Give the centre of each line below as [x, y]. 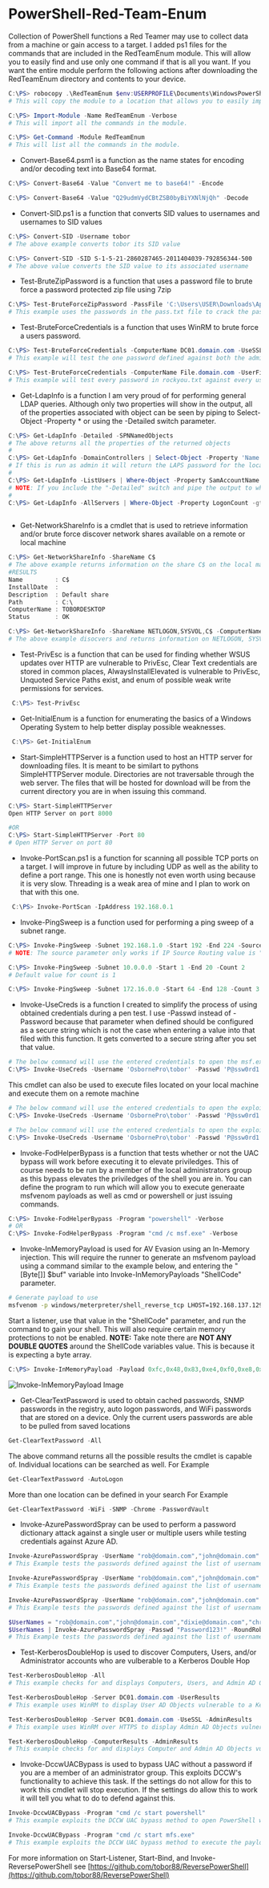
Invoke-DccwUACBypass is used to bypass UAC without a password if [136, 1764]
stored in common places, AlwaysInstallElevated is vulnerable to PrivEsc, [140, 671]
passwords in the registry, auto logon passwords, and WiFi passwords [136, 1409]
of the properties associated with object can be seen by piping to [127, 412]
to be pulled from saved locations [75, 1426]
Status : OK [39, 617]
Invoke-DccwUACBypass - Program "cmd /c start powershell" [107, 1813]
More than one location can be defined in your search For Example [118, 1495]
